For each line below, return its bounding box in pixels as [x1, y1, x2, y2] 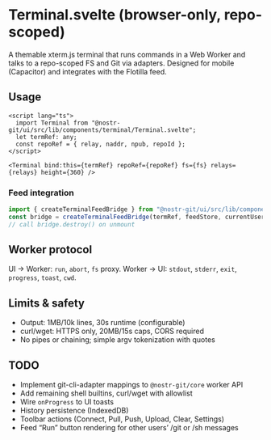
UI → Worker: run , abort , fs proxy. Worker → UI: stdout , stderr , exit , [8, 264, 237, 274]
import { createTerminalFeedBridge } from [8, 205, 153, 214]
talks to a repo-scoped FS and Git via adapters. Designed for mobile [8, 58, 235, 68]
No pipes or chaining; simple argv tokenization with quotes [19, 335, 215, 345]
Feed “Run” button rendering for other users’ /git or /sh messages [19, 423, 240, 433]
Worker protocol [8, 243, 93, 256]
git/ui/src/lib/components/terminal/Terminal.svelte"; [8, 125, 197, 134]
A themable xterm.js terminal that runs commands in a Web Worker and [8, 49, 246, 59]
